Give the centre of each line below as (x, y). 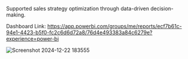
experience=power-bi (33, 39)
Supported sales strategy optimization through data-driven (78, 9)
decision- (162, 9)
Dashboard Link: (26, 26)
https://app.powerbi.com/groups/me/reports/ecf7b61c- (114, 26)
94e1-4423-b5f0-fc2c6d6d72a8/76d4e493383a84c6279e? (79, 32)
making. (16, 15)
